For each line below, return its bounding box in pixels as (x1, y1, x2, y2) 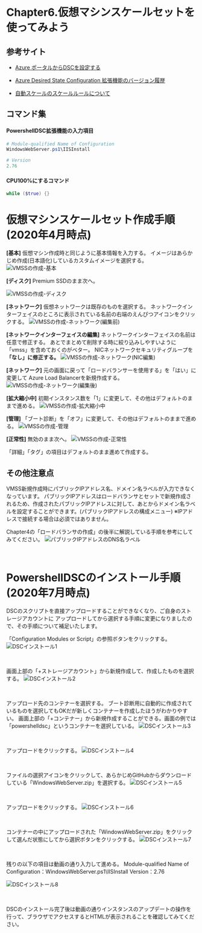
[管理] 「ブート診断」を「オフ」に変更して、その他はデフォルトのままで (6, 415, 186, 423)
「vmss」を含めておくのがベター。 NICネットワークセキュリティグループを (6, 346, 194, 354)
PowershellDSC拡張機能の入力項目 (6, 127, 94, 134)
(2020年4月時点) (6, 228, 92, 242)
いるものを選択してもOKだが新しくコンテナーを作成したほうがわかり (6, 707, 177, 714)
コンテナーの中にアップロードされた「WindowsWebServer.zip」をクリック (6, 828, 192, 836)
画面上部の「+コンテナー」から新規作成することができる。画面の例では (17, 714, 196, 722)
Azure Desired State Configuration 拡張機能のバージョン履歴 (14, 77, 166, 84)
